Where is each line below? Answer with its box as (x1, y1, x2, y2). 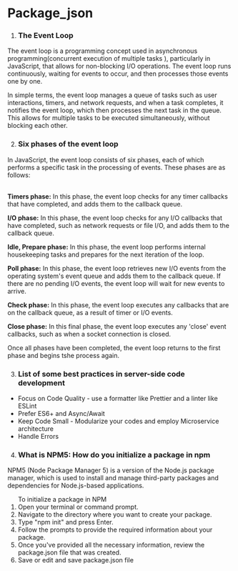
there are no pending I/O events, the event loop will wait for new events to (7, 279, 225, 287)
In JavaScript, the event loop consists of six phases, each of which (7, 155, 204, 164)
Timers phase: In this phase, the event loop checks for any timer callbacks (7, 192, 229, 201)
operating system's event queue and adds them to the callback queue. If (7, 272, 222, 280)
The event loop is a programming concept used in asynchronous (7, 46, 198, 55)
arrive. (7, 287, 26, 295)
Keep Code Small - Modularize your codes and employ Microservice (17, 417, 219, 426)
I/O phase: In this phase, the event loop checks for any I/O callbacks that (7, 213, 223, 222)
